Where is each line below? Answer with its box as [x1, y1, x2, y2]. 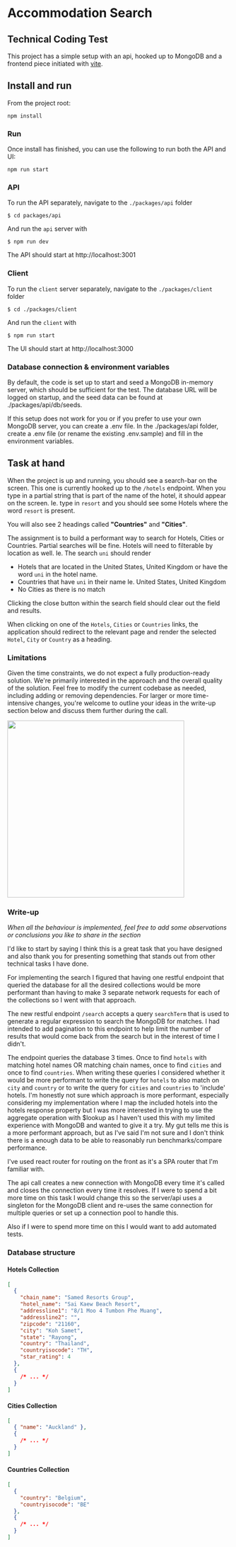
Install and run [7, 80, 72, 92]
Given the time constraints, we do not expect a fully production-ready [7, 669, 211, 678]
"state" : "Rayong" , [20, 1333, 78, 1341]
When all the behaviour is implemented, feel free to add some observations [7, 923, 228, 932]
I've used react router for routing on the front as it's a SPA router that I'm [7, 1158, 218, 1166]
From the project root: [7, 98, 71, 107]
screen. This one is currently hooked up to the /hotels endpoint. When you [7, 484, 226, 492]
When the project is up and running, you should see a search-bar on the [7, 476, 218, 484]
